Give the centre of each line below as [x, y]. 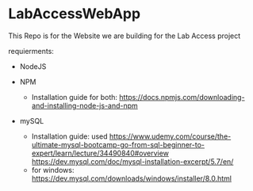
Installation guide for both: [74, 97]
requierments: [31, 51]
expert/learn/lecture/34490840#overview [100, 153]
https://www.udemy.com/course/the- [171, 136]
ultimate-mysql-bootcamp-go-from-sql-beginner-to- [118, 144]
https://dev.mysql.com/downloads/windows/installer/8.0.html [132, 178]
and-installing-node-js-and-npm [85, 105]
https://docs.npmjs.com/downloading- [182, 97]
